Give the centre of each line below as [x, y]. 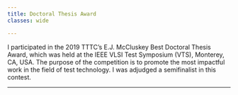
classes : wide [28, 21]
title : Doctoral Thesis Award [52, 14]
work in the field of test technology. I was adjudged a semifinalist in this [112, 69]
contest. [19, 77]
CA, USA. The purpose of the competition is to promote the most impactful [116, 62]
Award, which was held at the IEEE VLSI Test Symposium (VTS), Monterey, [116, 55]
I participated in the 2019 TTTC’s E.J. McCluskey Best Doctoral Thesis [109, 47]
